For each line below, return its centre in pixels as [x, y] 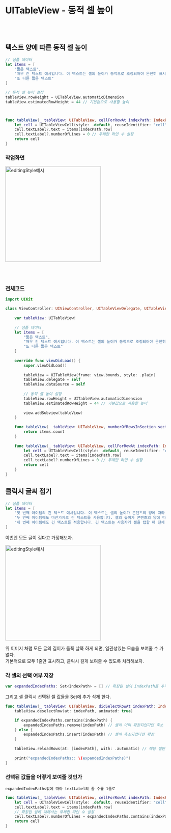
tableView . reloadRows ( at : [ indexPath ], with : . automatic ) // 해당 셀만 [90, 749]
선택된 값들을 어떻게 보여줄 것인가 [44, 777]
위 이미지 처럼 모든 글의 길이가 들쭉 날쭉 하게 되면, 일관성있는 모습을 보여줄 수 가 [84, 648]
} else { [24, 730]
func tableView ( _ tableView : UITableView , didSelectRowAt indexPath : [81, 706]
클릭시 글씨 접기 [28, 492]
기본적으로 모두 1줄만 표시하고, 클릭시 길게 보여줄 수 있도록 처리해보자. [75, 661]
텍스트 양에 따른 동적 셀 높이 [46, 48]
